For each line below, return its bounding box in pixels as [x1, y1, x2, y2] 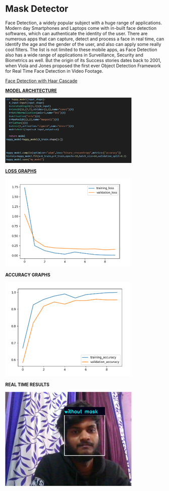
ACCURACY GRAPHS [5, 271, 50, 278]
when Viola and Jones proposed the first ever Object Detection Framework [5, 63, 161, 69]
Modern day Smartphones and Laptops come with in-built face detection [5, 25, 157, 31]
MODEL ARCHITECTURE [5, 87, 57, 93]
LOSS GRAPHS [5, 168, 37, 174]
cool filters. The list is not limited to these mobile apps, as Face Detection [5, 46, 157, 52]
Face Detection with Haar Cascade [5, 78, 78, 84]
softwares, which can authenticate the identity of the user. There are [5, 30, 148, 36]
